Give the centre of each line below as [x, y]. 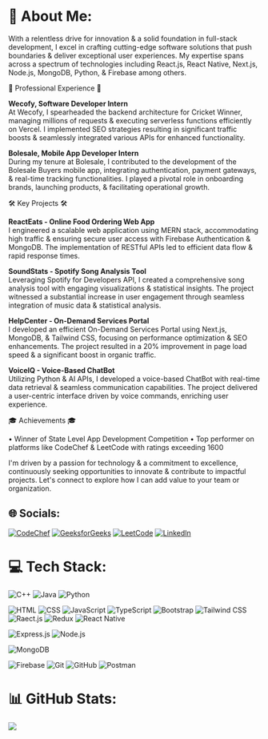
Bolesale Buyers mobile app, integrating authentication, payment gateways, [133, 170]
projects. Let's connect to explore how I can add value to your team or [124, 480]
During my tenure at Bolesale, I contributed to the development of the [123, 161]
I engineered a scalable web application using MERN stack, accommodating [133, 230]
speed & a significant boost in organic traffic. [82, 355]
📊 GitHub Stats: [63, 699]
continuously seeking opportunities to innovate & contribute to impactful [127, 471]
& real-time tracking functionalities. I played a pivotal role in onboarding [126, 179]
